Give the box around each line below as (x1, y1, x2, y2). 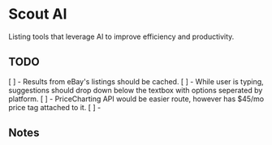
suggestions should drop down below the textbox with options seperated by (8, 85, 263, 95)
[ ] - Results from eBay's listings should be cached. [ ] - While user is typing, (8, 76, 264, 86)
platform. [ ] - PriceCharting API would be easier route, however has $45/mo (8, 94, 265, 104)
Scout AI (8, 5, 67, 23)
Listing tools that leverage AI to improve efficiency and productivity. (8, 32, 235, 41)
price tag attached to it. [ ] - (8, 102, 101, 112)
